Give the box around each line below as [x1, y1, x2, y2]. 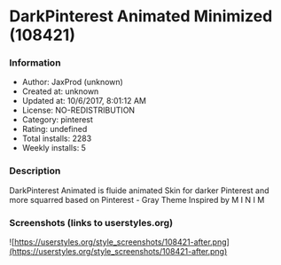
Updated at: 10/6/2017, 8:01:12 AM [21, 96, 146, 106]
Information [9, 57, 61, 69]
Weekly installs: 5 [21, 143, 87, 153]
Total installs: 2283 [21, 133, 92, 144]
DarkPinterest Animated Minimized [9, 6, 273, 27]
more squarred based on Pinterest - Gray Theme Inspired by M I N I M [9, 194, 265, 205]
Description [9, 165, 61, 177]
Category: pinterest [21, 114, 93, 125]
